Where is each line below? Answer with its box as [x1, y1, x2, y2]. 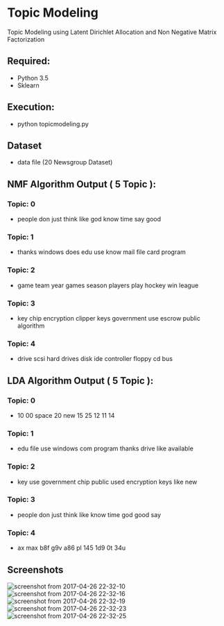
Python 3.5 [17, 74, 49, 82]
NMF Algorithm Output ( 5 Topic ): [7, 178, 156, 190]
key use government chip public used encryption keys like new [17, 477, 198, 486]
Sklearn [17, 81, 40, 90]
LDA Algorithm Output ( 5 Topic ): [7, 375, 154, 387]
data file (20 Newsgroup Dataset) [17, 158, 113, 167]
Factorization [7, 35, 45, 43]
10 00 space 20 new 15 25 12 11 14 [17, 411, 115, 419]
